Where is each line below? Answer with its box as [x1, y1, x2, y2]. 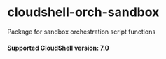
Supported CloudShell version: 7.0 [7, 44, 110, 52]
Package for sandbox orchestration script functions [7, 27, 156, 36]
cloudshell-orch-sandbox [7, 4, 160, 20]
